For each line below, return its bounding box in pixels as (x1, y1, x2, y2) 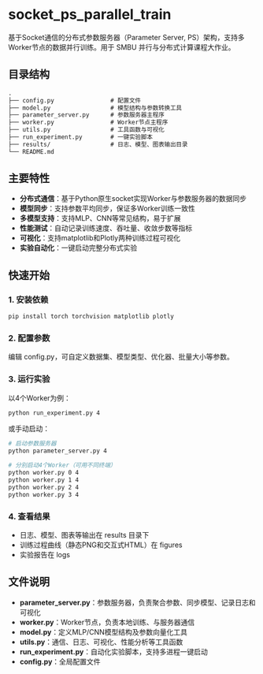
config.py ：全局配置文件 (19, 657, 101, 666)
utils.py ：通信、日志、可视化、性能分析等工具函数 (19, 637, 183, 646)
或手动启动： (8, 424, 50, 434)
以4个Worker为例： (8, 393, 71, 403)
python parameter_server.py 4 (8, 447, 108, 455)
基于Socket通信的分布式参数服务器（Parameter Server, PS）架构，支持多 (8, 32, 246, 42)
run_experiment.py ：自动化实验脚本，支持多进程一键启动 (19, 646, 209, 656)
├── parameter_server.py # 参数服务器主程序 (8, 111, 165, 119)
